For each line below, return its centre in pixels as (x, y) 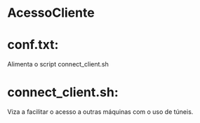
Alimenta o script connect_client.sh (58, 64)
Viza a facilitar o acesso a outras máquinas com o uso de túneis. (100, 112)
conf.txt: (33, 45)
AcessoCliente (51, 13)
